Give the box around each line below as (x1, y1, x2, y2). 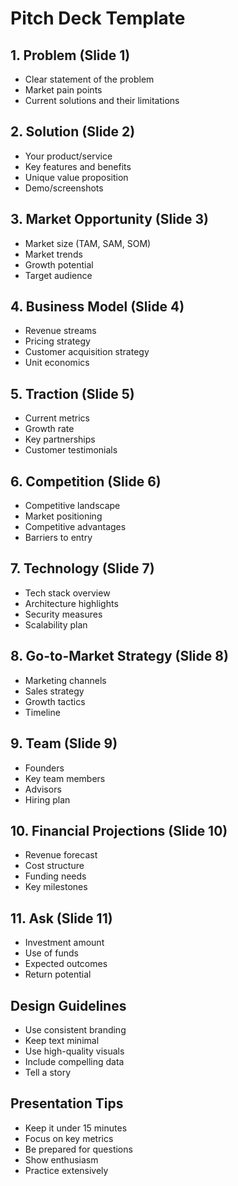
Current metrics (24, 412, 90, 424)
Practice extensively (24, 1164, 109, 1176)
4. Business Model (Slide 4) (10, 298, 185, 316)
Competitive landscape (24, 500, 121, 512)
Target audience (24, 269, 93, 281)
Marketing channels (24, 674, 107, 686)
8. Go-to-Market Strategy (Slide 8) (10, 648, 229, 665)
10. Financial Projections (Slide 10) (10, 822, 228, 839)
